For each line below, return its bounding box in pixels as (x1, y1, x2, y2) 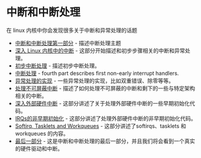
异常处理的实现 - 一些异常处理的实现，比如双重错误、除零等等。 (14, 77, 174, 84)
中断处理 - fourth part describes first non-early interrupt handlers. (14, 69, 179, 77)
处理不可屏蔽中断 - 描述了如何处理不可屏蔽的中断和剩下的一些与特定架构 (14, 84, 196, 92)
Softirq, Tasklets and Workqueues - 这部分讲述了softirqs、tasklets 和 (14, 122, 187, 130)
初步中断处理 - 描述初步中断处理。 (14, 62, 101, 69)
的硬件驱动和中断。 (14, 145, 63, 152)
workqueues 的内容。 (14, 130, 69, 137)
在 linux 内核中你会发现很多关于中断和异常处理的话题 (6, 27, 138, 34)
